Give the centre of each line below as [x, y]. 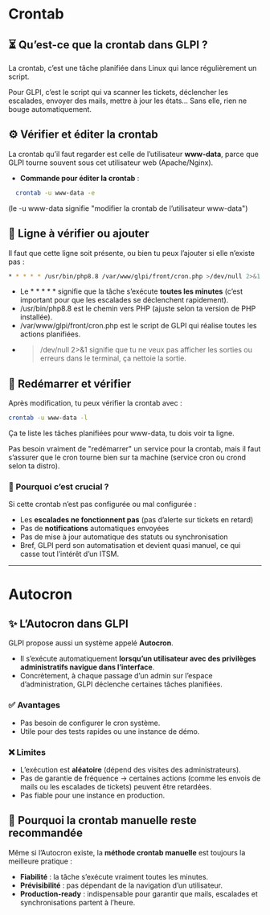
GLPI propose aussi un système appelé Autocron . [91, 643]
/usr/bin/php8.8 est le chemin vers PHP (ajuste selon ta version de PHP [138, 309]
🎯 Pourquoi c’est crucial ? [59, 486]
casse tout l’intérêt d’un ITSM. [69, 554]
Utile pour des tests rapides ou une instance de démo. [110, 731]
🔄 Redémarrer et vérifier [70, 383]
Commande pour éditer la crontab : [80, 178]
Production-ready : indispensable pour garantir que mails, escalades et [139, 893]
